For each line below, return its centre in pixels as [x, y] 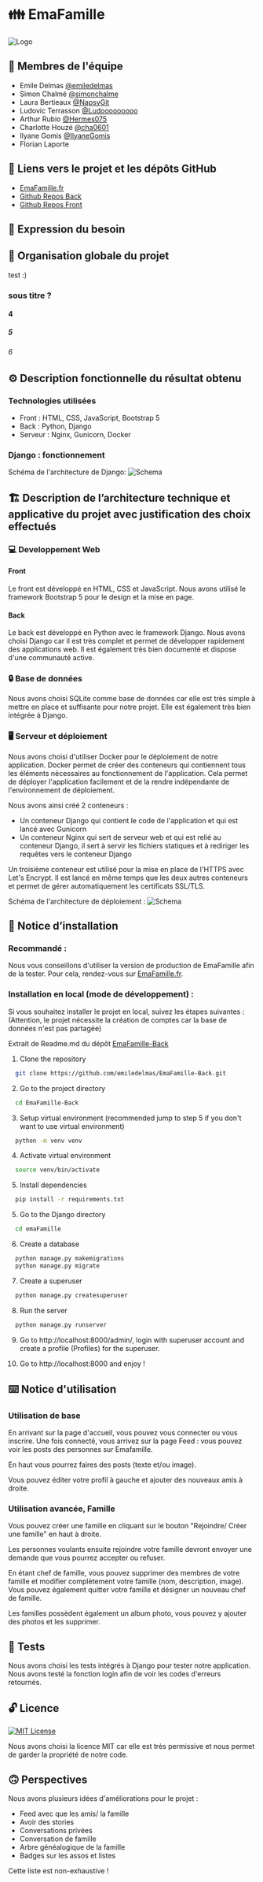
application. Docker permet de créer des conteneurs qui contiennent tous [127, 765]
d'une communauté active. [51, 658]
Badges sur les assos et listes [68, 1855]
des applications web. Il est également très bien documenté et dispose [122, 649]
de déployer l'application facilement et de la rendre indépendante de [119, 781]
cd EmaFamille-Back [47, 1103]
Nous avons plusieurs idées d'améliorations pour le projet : [103, 1798]
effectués [32, 527]
